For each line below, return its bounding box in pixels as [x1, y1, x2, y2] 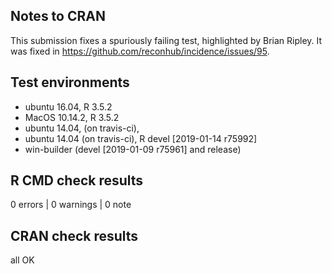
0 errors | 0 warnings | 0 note [10, 199, 132, 211]
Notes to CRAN [10, 8, 106, 25]
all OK [10, 254, 35, 266]
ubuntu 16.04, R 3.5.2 [24, 100, 113, 113]
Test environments [10, 74, 130, 91]
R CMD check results [10, 172, 144, 189]
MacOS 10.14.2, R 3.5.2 [24, 111, 120, 123]
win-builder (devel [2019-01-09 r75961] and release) [24, 143, 242, 155]
